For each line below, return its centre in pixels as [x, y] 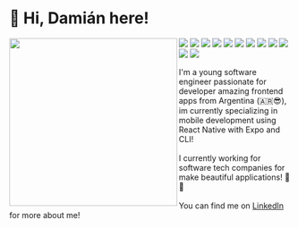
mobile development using [227, 120]
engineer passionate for [222, 81]
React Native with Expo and [229, 130]
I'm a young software [217, 72]
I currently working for [220, 158]
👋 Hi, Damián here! [79, 18]
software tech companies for [232, 167]
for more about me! [45, 215]
